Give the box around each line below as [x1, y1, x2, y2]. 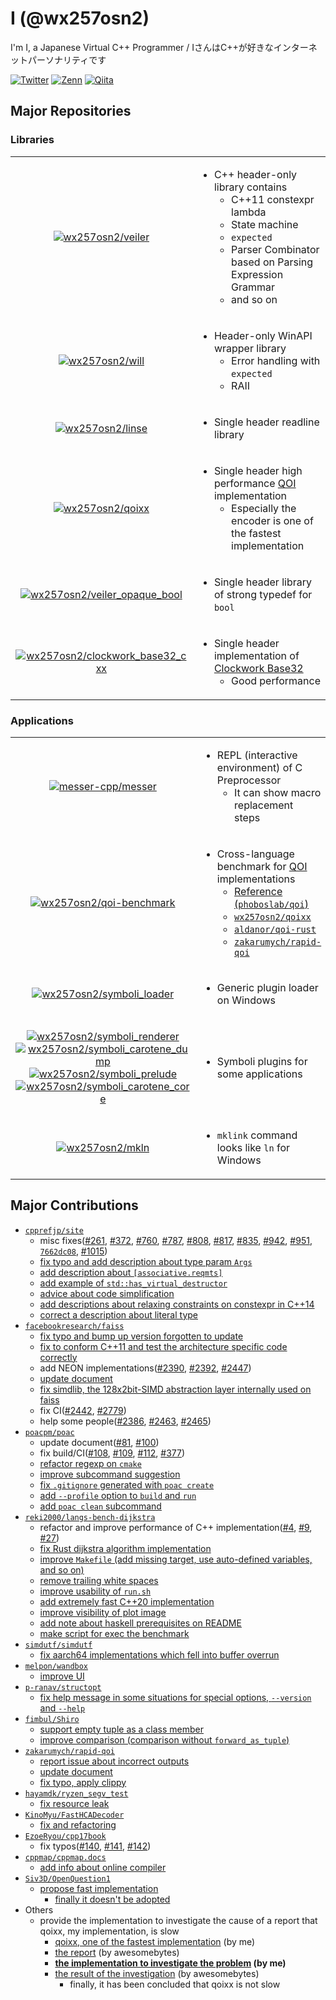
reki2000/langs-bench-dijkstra [24, 1512, 156, 1522]
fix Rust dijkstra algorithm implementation [39, 1542, 212, 1554]
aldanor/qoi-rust [234, 923, 317, 935]
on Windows [216, 993, 276, 1007]
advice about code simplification [39, 1287, 175, 1299]
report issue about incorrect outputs [39, 1755, 190, 1767]
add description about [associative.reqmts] [39, 1266, 223, 1278]
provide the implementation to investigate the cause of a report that [39, 1914, 318, 1926]
